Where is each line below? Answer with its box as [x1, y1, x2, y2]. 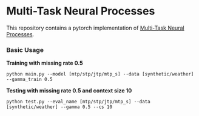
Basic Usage [6, 45, 44, 54]
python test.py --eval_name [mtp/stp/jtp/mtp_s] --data [6, 98, 150, 105]
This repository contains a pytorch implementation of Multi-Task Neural [6, 24, 184, 31]
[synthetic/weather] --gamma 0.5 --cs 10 [6, 104, 113, 110]
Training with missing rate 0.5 [6, 59, 83, 67]
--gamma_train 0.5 [6, 77, 53, 83]
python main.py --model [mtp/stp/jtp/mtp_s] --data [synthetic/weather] [6, 71, 194, 77]
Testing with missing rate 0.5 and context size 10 [6, 87, 132, 94]
